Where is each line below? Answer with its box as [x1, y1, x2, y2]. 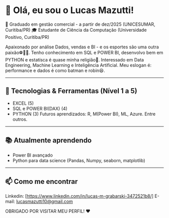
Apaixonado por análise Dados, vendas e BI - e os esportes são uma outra [5, 44, 159, 50]
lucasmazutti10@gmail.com [16, 198, 73, 204]
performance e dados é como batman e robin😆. [5, 67, 106, 74]
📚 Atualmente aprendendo [5, 136, 92, 145]
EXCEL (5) [12, 100, 34, 106]
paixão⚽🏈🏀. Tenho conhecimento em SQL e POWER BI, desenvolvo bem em [5, 49, 163, 55]
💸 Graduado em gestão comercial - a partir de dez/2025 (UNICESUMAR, [5, 21, 155, 27]
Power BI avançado [12, 152, 53, 158]
